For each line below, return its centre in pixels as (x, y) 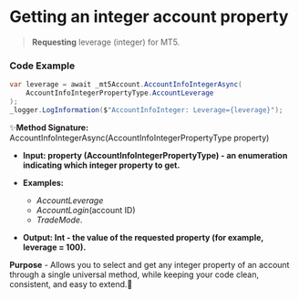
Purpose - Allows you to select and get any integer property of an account (149, 264)
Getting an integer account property (149, 17)
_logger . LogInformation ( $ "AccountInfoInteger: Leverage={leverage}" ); (146, 110)
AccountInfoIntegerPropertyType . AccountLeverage (120, 93)
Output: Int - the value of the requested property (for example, (143, 237)
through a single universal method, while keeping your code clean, (134, 274)
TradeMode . (59, 220)
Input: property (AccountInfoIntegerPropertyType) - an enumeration (155, 155)
